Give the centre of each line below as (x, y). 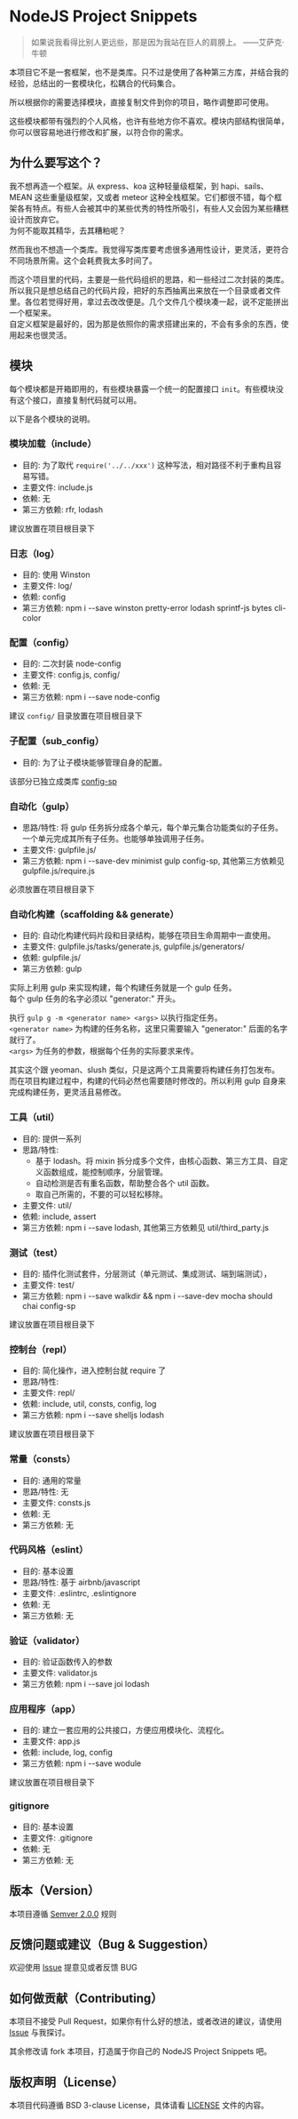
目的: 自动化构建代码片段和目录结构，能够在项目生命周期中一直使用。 (149, 935)
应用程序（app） (45, 1709)
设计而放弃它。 (36, 219)
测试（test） (36, 1253)
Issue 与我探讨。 (39, 2033)
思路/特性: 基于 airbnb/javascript (81, 1582)
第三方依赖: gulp (52, 969)
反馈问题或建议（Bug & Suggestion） (112, 1944)
